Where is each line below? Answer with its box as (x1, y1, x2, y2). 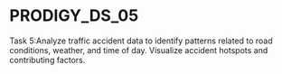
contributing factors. (9, 54, 86, 65)
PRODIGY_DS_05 (9, 5, 139, 26)
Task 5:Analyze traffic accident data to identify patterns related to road (9, 35, 273, 46)
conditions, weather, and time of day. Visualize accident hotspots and (9, 44, 268, 55)
